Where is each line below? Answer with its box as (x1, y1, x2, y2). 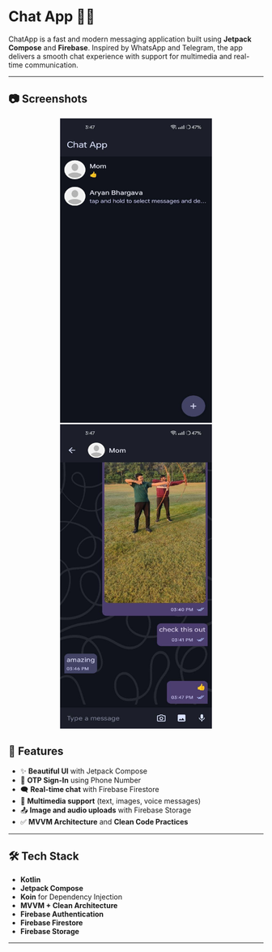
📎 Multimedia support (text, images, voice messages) (19, 795, 201, 806)
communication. (24, 60, 79, 70)
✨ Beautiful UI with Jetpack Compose (19, 766, 148, 776)
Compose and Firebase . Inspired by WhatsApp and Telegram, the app (8, 42, 243, 52)
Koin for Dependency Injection (19, 892, 123, 902)
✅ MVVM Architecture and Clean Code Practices (19, 816, 189, 826)
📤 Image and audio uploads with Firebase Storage (19, 805, 192, 815)
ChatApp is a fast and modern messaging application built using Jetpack (8, 34, 253, 44)
